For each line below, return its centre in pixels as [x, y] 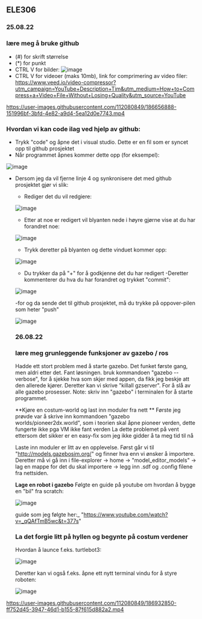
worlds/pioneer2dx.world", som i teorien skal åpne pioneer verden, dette [105, 423]
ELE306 [21, 10]
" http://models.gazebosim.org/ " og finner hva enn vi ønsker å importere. [105, 454]
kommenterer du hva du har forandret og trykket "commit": [97, 279]
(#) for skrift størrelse [42, 56]
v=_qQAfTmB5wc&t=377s [47, 521]
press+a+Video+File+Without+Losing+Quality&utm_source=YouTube [100, 95]
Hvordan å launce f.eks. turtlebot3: [58, 550]
